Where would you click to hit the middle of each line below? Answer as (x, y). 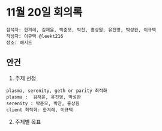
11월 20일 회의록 (44, 12)
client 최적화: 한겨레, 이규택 (40, 110)
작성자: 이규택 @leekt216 (35, 36)
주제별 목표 (28, 121)
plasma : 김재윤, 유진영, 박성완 (43, 97)
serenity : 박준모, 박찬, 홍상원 (43, 103)
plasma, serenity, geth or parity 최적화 (57, 91)
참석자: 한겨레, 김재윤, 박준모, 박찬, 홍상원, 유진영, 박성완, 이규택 (81, 30)
